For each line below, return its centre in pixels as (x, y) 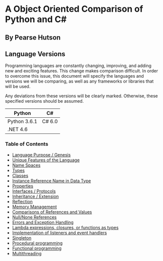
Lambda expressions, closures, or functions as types (65, 227)
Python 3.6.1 (22, 122)
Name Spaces (26, 165)
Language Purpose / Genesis (41, 154)
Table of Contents (27, 144)
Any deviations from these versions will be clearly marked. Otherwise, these (81, 96)
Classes (20, 175)
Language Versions (35, 54)
